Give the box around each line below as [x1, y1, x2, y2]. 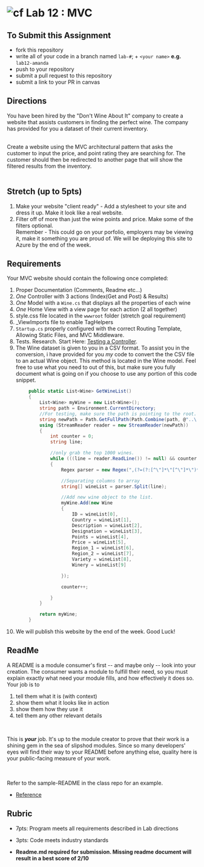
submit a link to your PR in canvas [15, 79, 100, 85]
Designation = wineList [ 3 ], [71, 528, 143, 534]
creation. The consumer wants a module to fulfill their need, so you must [7, 668, 188, 675]
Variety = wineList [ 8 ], [71, 556, 132, 563]
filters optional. [15, 222, 54, 229]
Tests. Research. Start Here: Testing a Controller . [15, 338, 138, 345]
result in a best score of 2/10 [15, 854, 90, 862]
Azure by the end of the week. [15, 241, 91, 248]
